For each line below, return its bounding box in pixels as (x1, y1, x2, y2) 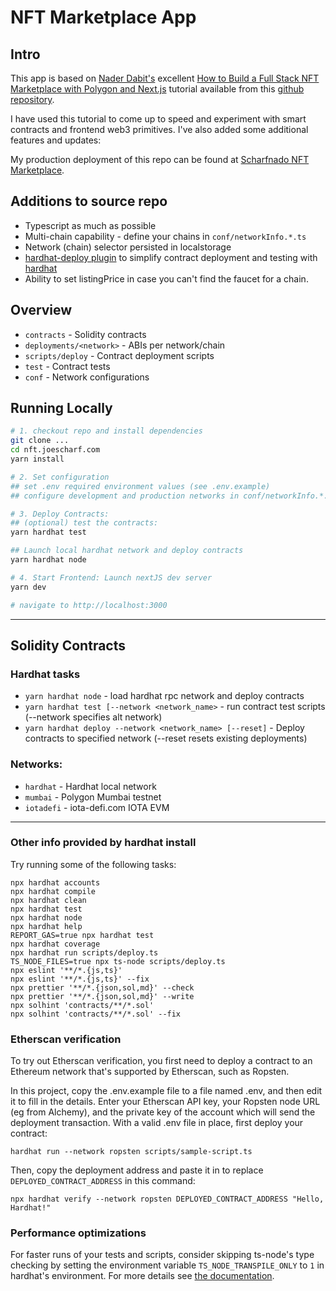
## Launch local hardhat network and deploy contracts (10, 546, 244, 556)
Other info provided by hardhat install (10, 836, 197, 850)
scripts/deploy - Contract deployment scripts (24, 349, 215, 361)
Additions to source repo (10, 193, 168, 210)
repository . (10, 94, 55, 105)
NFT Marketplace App (10, 6, 197, 29)
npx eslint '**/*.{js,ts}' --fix (10, 974, 150, 984)
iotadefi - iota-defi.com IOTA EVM (24, 801, 170, 813)
